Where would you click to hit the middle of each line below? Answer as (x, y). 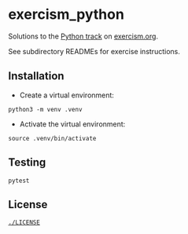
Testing (27, 163)
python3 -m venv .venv (45, 109)
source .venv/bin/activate (52, 138)
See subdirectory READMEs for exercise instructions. (94, 51)
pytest (19, 181)
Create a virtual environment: (66, 95)
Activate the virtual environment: (72, 124)
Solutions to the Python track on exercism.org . (83, 36)
